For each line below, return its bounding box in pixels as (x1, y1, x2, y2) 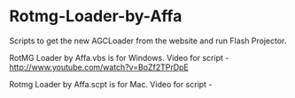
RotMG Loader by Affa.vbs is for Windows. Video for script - (9, 52, 229, 63)
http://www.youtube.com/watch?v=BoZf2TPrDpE (9, 62, 189, 72)
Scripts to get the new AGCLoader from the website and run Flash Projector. (9, 35, 287, 46)
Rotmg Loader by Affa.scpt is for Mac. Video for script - (9, 79, 213, 89)
